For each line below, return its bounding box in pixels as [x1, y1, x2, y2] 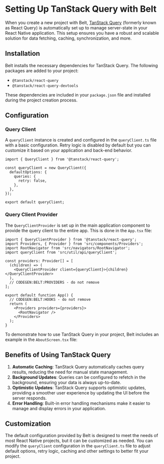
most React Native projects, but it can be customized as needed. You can [5, 438, 153, 444]
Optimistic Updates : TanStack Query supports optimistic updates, [12, 385, 146, 391]
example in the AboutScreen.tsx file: [5, 337, 77, 342]
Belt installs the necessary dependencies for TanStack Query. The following [5, 62, 158, 68]
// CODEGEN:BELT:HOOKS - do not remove [9, 297, 91, 302]
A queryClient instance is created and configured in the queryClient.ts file [5, 137, 157, 143]
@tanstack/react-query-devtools [12, 83, 78, 88]
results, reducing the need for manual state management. [12, 369, 128, 375]
